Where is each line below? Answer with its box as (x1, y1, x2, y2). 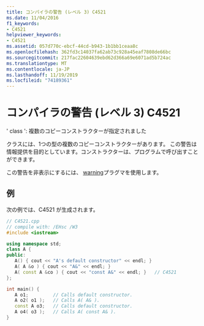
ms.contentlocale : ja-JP (6, 66, 70, 72)
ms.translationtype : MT (6, 60, 67, 66)
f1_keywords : (6, 20, 40, 26)
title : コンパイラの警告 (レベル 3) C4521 (6, 9, 106, 15)
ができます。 (6, 156, 39, 163)
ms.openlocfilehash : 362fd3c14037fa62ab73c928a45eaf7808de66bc (6, 49, 172, 55)
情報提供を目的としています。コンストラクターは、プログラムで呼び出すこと (6, 148, 198, 155)
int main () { (6, 286, 40, 292)
